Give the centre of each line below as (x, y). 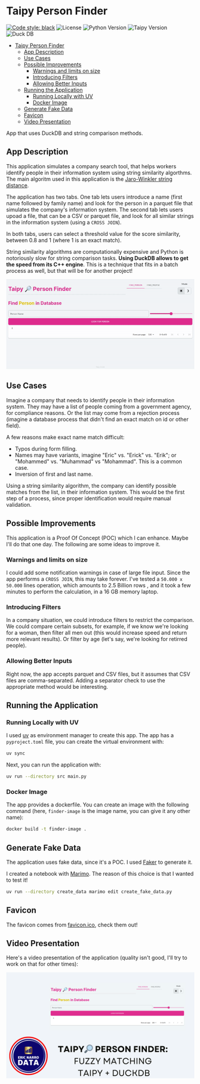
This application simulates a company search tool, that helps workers (91, 166)
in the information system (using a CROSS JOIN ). (64, 222)
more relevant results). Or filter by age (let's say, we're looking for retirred (97, 639)
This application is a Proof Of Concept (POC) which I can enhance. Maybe (97, 538)
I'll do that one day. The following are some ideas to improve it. (83, 544)
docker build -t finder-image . (46, 829)
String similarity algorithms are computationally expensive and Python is (95, 251)
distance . (18, 185)
